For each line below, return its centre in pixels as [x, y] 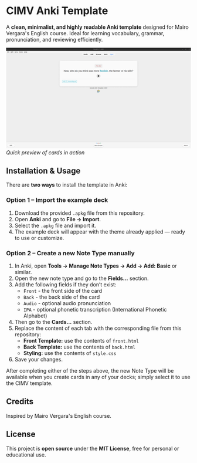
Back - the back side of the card [62, 297]
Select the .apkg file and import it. [55, 225]
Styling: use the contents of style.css [70, 353]
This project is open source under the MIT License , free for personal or [93, 448]
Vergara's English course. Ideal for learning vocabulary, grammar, [85, 33]
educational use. [26, 454]
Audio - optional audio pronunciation [67, 303]
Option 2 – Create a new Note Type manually [70, 253]
